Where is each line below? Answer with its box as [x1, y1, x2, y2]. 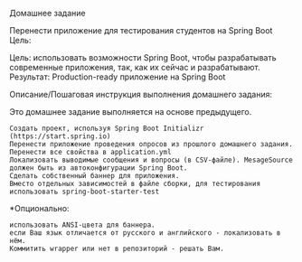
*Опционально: [9, 203, 70, 213]
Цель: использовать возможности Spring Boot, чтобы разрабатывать [9, 52, 277, 62]
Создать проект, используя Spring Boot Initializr [9, 124, 204, 133]
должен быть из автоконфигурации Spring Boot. [9, 164, 188, 173]
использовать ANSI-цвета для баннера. [9, 220, 156, 229]
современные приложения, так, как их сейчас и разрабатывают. [9, 62, 260, 72]
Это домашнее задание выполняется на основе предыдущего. [9, 107, 252, 117]
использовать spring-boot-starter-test [9, 187, 160, 196]
